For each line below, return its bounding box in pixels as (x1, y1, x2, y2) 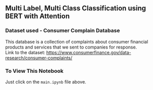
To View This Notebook (5, 67, 64, 74)
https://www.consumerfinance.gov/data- (46, 49, 131, 55)
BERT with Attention (5, 12, 70, 21)
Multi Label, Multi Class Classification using (5, 4, 146, 13)
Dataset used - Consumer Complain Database (5, 27, 120, 34)
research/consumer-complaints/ (5, 55, 73, 61)
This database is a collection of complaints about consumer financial (5, 38, 148, 44)
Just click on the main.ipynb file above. (5, 78, 87, 85)
